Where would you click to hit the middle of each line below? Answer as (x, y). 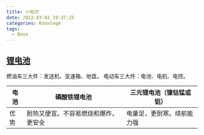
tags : (13, 29)
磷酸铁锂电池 (73, 97)
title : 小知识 (23, 12)
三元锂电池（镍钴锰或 (161, 93)
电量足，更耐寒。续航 (157, 113)
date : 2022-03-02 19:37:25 (40, 18)
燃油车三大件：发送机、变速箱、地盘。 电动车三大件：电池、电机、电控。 (97, 76)
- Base (20, 35)
